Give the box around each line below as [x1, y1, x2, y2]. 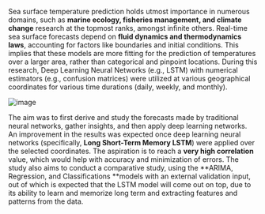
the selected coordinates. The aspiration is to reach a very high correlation [8, 146, 255, 156]
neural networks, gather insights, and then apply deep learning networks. [8, 122, 248, 130]
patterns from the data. [8, 197, 84, 206]
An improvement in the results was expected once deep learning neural [8, 130, 241, 139]
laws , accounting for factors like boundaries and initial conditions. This [8, 40, 239, 50]
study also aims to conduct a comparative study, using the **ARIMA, [8, 163, 233, 172]
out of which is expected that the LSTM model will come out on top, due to [8, 180, 252, 189]
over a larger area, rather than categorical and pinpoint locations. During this [8, 57, 258, 66]
